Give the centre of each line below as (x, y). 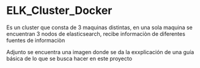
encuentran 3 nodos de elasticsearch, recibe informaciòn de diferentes (96, 33)
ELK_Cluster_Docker (59, 11)
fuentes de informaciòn (36, 40)
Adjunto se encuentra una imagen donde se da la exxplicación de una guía (100, 52)
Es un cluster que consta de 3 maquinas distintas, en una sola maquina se (99, 27)
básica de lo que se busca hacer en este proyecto (69, 58)
